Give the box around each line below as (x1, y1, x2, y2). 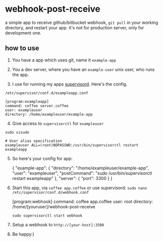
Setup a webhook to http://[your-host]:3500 (12, 222, 104, 227)
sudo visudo (5, 130, 29, 135)
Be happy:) (12, 231, 35, 237)
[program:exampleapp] (5, 99, 49, 104)
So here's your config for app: (12, 155, 73, 161)
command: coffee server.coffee (5, 103, 69, 108)
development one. (5, 30, 41, 36)
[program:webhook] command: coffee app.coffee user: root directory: (12, 199, 153, 204)
